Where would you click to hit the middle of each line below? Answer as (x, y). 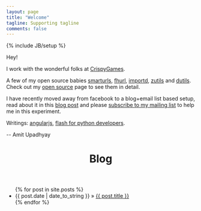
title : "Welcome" (28, 17)
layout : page (22, 12)
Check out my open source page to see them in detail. (73, 87)
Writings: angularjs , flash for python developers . (66, 123)
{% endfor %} (32, 203)
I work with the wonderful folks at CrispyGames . (66, 69)
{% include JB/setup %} (36, 46)
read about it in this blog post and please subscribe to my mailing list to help (100, 105)
